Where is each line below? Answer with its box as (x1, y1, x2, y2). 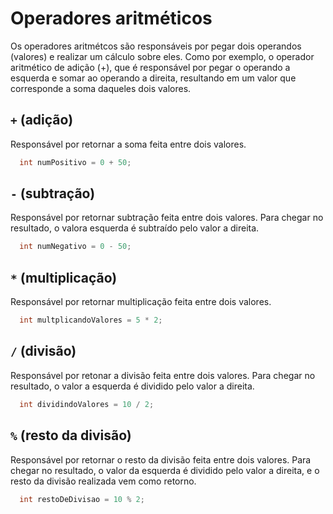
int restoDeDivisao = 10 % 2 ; (19, 494, 145, 504)
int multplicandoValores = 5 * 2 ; (19, 315, 163, 326)
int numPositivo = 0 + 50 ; (19, 157, 132, 167)
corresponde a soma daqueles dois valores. (10, 82, 192, 94)
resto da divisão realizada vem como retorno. (10, 475, 197, 487)
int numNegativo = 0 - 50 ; (19, 242, 132, 252)
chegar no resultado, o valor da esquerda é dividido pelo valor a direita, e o (10, 464, 320, 476)
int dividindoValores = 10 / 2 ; (19, 399, 155, 409)
